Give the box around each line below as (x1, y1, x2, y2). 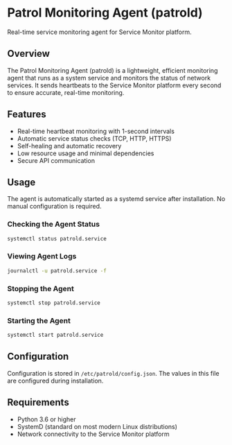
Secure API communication (17, 156, 96, 164)
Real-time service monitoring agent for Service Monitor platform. (7, 28, 192, 36)
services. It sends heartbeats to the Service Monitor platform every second (7, 81, 222, 89)
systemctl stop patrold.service (7, 299, 100, 306)
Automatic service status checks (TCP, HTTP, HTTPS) (17, 134, 172, 143)
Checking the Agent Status (7, 220, 100, 229)
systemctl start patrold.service (7, 331, 104, 339)
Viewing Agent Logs (7, 252, 77, 261)
